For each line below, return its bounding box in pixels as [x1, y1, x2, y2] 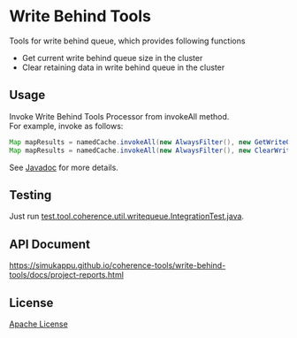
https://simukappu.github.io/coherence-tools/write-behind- [9, 260, 226, 271]
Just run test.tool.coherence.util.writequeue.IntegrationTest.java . [9, 211, 245, 222]
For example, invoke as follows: [9, 120, 124, 131]
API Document [9, 236, 91, 251]
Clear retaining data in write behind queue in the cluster [21, 62, 225, 73]
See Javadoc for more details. [9, 162, 119, 173]
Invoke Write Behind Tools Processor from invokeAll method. [9, 111, 230, 121]
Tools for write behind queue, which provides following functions [9, 35, 246, 46]
